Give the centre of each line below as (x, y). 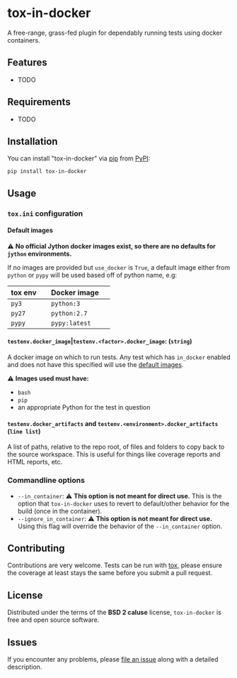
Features (27, 63)
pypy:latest (71, 323)
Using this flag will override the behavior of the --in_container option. (120, 526)
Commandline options (46, 481)
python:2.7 (69, 313)
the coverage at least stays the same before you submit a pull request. (110, 573)
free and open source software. (53, 620)
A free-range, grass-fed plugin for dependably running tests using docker (115, 33)
